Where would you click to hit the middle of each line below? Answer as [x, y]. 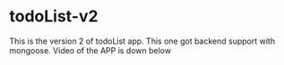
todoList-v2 [54, 16]
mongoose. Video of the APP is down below [90, 50]
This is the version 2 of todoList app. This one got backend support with [142, 41]
